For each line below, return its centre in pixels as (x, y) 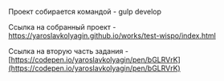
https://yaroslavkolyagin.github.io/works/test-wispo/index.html (112, 36)
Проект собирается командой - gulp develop (85, 12)
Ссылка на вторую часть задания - (68, 51)
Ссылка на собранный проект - (62, 27)
